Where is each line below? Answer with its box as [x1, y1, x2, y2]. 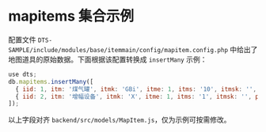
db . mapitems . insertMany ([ [8, 77, 93, 85]
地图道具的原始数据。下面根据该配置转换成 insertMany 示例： [8, 55, 207, 64]
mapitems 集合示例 [8, 7, 135, 25]
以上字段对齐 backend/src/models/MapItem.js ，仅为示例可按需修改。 [8, 115, 231, 125]
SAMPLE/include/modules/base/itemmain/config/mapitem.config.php [8, 46, 228, 54]
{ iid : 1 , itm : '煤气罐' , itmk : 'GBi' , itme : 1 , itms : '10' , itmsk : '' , [15, 85, 257, 93]
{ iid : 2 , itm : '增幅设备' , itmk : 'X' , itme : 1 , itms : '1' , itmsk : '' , [15, 92, 252, 100]
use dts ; [8, 70, 37, 78]
